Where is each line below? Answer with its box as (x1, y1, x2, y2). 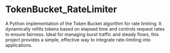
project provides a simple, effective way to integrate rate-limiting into (5, 37, 151, 43)
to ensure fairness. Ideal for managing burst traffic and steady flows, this (5, 31, 159, 37)
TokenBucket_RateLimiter (5, 4, 117, 15)
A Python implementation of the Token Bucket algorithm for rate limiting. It (5, 20, 162, 26)
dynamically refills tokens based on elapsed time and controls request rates (5, 25, 165, 32)
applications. (5, 42, 32, 48)
